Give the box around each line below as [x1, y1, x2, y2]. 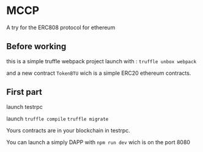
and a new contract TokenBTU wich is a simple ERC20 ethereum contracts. [6, 69, 191, 77]
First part [6, 87, 43, 97]
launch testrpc [6, 103, 43, 110]
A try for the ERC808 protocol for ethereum [6, 24, 116, 31]
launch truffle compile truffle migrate [6, 115, 109, 122]
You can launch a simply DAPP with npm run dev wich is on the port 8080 [6, 138, 191, 146]
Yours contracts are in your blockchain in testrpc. [6, 126, 130, 134]
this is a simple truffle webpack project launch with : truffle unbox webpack [6, 57, 197, 64]
